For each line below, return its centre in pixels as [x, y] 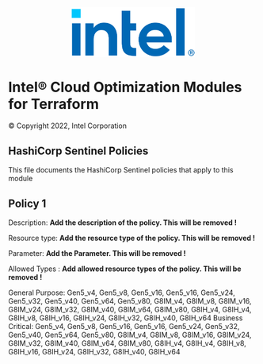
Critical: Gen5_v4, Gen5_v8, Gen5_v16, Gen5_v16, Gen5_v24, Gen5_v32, [124, 327]
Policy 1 [27, 203]
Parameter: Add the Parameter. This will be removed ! [97, 254]
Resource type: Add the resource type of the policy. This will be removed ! [132, 238]
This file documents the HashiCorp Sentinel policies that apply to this [121, 170]
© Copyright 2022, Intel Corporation [67, 126]
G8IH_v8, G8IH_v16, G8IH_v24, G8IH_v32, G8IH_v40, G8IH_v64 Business [126, 318]
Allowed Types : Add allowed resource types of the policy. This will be [125, 269]
